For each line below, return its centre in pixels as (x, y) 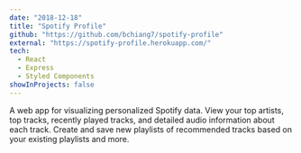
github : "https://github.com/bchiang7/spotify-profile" (116, 34)
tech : (19, 51)
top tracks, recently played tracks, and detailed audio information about (142, 120)
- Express (36, 68)
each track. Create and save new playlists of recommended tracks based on (151, 129)
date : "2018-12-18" (46, 18)
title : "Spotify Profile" (58, 26)
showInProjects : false (52, 85)
